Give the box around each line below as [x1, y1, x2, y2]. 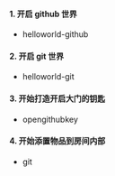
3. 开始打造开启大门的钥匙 [9, 93, 106, 104]
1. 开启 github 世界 [9, 8, 78, 19]
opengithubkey [22, 114, 79, 125]
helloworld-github [22, 29, 89, 40]
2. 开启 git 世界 [9, 51, 65, 61]
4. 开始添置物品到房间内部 [9, 135, 106, 146]
